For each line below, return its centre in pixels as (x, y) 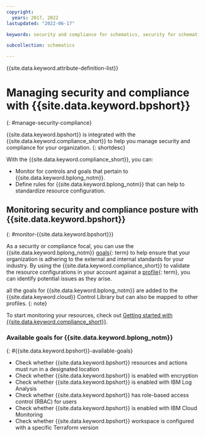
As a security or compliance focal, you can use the (70, 246)
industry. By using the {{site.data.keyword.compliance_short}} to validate (98, 265)
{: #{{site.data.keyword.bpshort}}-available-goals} (70, 351)
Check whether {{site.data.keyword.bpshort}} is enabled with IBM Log (103, 382)
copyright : (20, 12)
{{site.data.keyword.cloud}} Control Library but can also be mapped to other (102, 296)
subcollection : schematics (41, 46)
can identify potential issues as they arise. (59, 278)
